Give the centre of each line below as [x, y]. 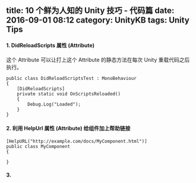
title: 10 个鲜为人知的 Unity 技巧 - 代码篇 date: [90, 11]
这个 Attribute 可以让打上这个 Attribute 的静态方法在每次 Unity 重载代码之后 [98, 60]
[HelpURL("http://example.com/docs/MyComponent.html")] [77, 141]
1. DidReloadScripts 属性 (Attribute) [50, 45]
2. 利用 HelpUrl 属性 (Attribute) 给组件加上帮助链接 [68, 129]
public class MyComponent [38, 146]
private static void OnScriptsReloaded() [69, 94]
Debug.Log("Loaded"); [54, 104]
